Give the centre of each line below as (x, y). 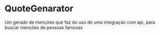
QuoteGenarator (39, 9)
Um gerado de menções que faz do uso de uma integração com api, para (80, 22)
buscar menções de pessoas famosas (44, 27)
